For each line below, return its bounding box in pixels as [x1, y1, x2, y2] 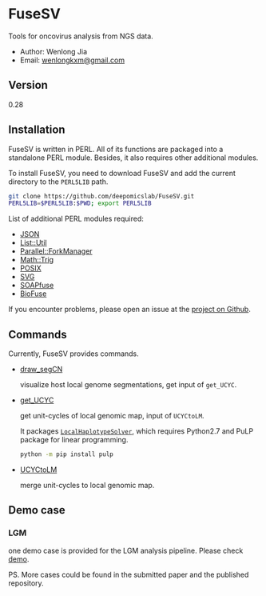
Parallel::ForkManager [19, 246, 93, 256]
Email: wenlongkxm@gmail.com [19, 55, 125, 65]
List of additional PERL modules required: [8, 214, 144, 224]
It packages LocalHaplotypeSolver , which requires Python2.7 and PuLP [19, 426, 254, 436]
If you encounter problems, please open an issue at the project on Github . [8, 305, 252, 314]
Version [8, 78, 48, 92]
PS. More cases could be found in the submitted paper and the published [8, 570, 249, 579]
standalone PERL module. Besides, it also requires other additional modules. [8, 153, 259, 162]
